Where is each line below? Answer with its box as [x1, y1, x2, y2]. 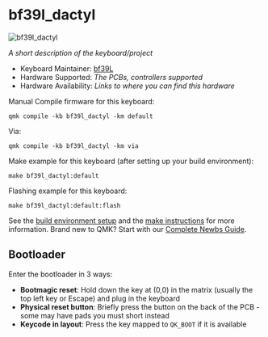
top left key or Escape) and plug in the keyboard [19, 293, 180, 303]
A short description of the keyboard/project [8, 48, 153, 57]
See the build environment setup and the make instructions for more [8, 216, 236, 225]
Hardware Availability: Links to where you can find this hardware [19, 81, 236, 91]
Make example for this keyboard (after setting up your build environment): [8, 156, 254, 166]
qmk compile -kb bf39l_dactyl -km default [8, 112, 153, 120]
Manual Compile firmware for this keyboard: [8, 96, 155, 106]
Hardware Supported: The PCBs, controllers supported [19, 72, 203, 82]
